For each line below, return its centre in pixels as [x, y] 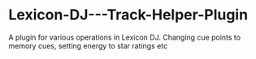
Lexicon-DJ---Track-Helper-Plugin [128, 15]
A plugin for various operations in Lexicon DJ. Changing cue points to [125, 37]
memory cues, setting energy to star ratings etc [88, 45]
